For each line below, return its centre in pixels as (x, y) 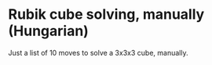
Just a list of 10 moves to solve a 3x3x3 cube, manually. (98, 52)
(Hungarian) (48, 31)
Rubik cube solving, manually (106, 14)
